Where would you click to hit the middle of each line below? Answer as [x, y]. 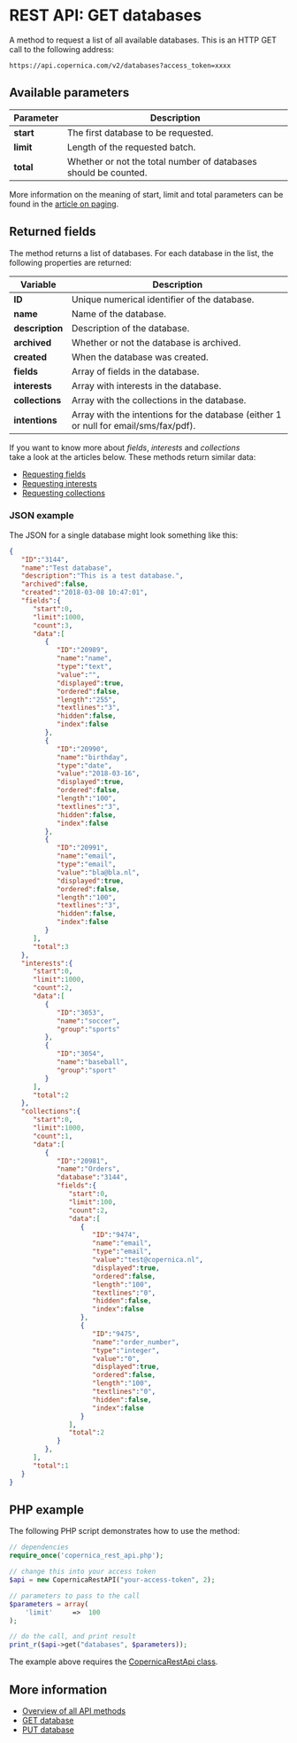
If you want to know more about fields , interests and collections [125, 447]
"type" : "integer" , [126, 1350]
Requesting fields [54, 474]
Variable [38, 284]
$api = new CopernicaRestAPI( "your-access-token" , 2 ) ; [112, 1580]
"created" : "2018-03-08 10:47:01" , [84, 593]
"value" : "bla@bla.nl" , [98, 872]
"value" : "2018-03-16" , [98, 774]
